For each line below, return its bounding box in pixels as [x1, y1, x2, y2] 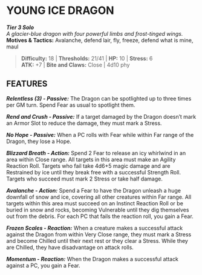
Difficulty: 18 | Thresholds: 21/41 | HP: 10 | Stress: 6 [21, 55, 153, 62]
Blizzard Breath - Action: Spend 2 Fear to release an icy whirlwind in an [6, 149, 186, 156]
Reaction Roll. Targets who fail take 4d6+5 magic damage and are [6, 162, 171, 170]
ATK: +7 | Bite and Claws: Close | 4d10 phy [21, 61, 130, 68]
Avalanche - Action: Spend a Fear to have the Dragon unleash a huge [6, 187, 181, 194]
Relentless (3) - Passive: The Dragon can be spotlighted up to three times [6, 94, 192, 102]
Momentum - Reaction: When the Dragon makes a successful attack [6, 255, 179, 262]
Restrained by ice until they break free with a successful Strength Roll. [6, 168, 181, 176]
